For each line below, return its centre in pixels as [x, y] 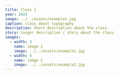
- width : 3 [21, 42]
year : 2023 [16, 14]
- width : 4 [21, 56]
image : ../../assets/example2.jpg [49, 65]
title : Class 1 [21, 10]
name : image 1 [28, 46]
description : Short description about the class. [57, 28]
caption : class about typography [40, 23]
